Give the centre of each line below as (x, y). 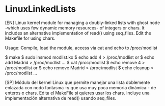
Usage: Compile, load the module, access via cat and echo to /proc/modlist (81, 48)
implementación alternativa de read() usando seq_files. (61, 98)
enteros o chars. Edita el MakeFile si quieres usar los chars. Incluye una (77, 93)
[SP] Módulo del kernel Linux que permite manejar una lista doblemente (78, 82)
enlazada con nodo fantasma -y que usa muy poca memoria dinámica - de (81, 87)
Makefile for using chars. (30, 38)
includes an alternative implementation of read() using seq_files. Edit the (78, 33)
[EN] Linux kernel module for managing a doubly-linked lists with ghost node (82, 23)
